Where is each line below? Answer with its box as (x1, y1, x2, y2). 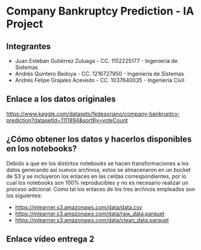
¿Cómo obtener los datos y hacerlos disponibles (6, 134, 192, 145)
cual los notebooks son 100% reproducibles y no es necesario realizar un (6, 179, 189, 186)
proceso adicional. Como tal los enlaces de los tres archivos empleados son (6, 185, 196, 192)
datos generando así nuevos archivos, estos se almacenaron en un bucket (6, 166, 191, 173)
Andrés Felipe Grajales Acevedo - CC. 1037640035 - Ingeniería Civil (14, 77, 185, 84)
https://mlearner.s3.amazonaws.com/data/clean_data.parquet (14, 216, 169, 223)
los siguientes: (6, 192, 42, 199)
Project (6, 17, 43, 31)
